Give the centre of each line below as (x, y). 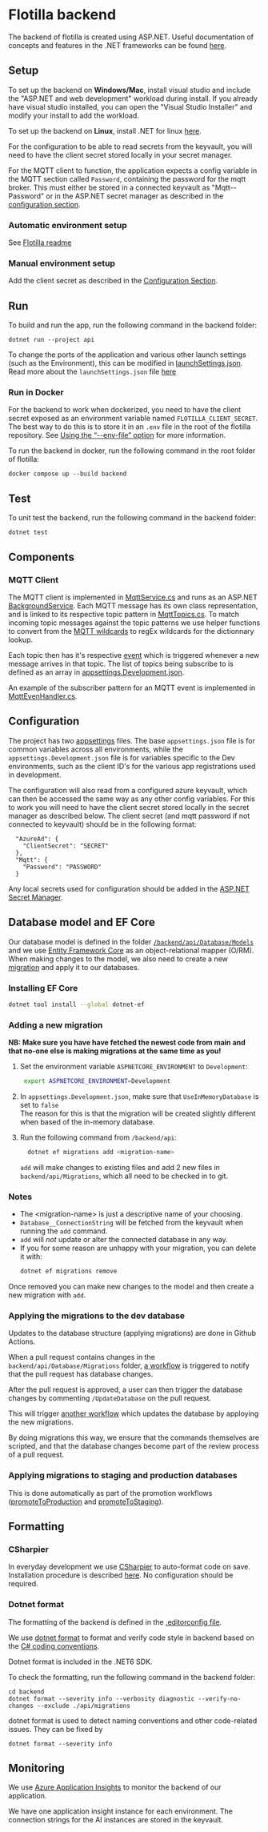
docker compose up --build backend (68, 474)
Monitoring (37, 1768)
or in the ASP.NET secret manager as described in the (135, 196)
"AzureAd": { (37, 839)
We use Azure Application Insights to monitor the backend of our (115, 1787)
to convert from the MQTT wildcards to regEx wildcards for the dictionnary (131, 631)
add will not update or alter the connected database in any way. (124, 1240)
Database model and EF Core (82, 922)
